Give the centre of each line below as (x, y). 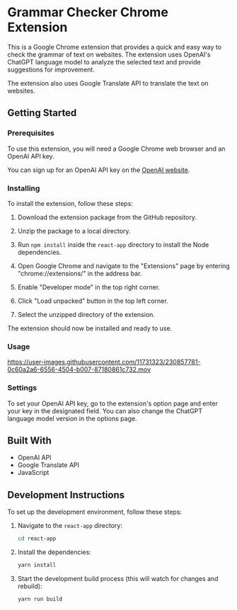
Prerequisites (31, 133)
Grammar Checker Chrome (88, 12)
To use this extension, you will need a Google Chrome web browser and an (116, 149)
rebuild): (30, 586)
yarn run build (40, 599)
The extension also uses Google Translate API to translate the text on (108, 83)
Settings (22, 388)
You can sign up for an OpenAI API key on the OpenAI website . (99, 170)
